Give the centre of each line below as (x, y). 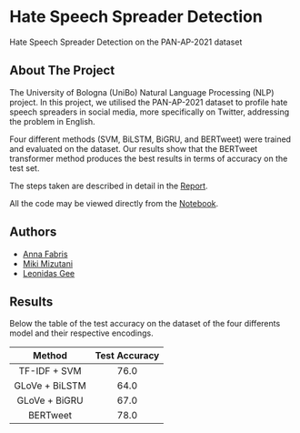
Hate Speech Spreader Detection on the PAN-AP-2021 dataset (126, 42)
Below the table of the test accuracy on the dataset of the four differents (145, 324)
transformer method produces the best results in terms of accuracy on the (149, 158)
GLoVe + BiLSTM (50, 386)
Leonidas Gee (49, 273)
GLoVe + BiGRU (50, 400)
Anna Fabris (45, 254)
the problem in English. (52, 121)
